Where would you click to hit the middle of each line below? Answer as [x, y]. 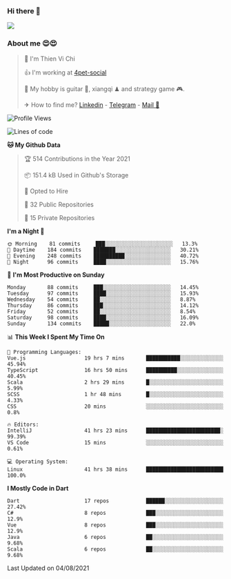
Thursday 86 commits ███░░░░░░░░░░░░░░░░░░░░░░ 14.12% [103, 305]
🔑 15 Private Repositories [59, 217]
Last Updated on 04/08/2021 [48, 568]
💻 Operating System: [38, 462]
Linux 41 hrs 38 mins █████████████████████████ [115, 469]
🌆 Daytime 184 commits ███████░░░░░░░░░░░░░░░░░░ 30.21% [103, 250]
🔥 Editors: [23, 424]
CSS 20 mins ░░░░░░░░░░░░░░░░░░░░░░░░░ [115, 406]
